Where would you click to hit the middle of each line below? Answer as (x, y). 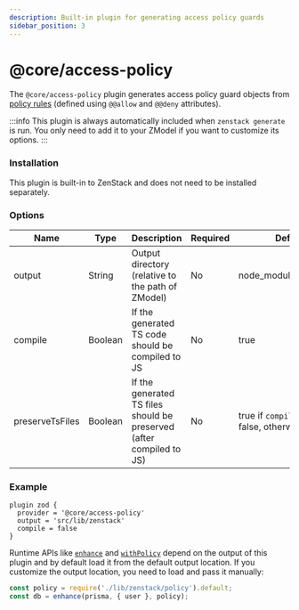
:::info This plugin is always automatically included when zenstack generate (147, 121)
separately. (30, 191)
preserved (153, 427)
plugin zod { (33, 505)
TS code (149, 335)
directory (150, 264)
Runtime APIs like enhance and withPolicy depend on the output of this (138, 553)
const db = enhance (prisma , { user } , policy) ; (99, 597)
